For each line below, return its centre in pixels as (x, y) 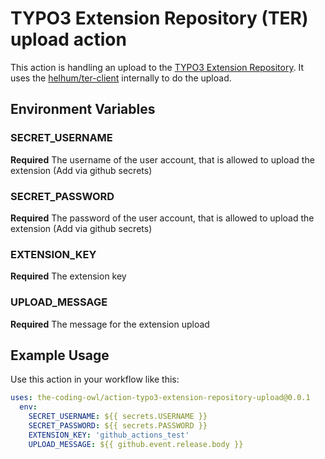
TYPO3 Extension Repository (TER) (159, 18)
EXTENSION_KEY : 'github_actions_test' (109, 435)
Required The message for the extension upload (110, 324)
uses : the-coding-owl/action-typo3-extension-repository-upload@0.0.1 (160, 398)
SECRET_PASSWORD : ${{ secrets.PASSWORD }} (118, 425)
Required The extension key (68, 276)
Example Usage (60, 355)
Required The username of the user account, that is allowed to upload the (162, 159)
